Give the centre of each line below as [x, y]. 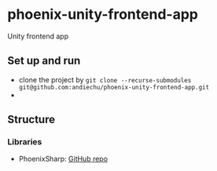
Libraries [25, 142]
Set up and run [44, 61]
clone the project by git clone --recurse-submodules [105, 79]
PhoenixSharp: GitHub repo [63, 159]
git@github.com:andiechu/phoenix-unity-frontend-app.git [114, 87]
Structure [31, 120]
